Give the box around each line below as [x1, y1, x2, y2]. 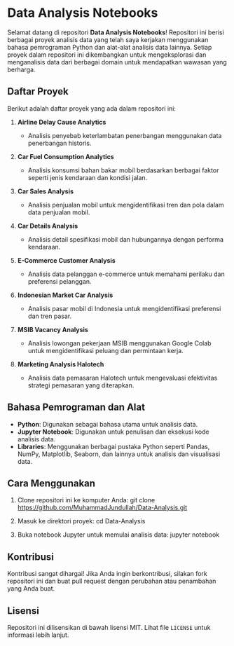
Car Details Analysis [17, 221, 78, 230]
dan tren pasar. [27, 312, 72, 320]
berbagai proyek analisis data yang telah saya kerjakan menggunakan [7, 35, 209, 43]
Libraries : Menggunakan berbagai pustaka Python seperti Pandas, [17, 442, 210, 451]
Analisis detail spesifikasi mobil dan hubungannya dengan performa [27, 235, 224, 243]
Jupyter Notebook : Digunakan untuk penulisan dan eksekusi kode [17, 427, 209, 436]
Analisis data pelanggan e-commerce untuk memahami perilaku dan [27, 270, 226, 278]
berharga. [7, 65, 36, 74]
